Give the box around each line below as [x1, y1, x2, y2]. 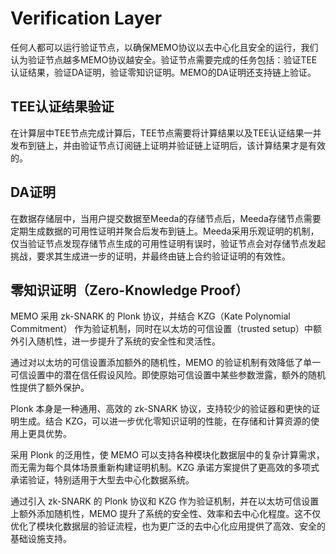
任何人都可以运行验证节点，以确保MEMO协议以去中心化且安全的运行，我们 [10, 41, 319, 53]
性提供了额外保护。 [10, 382, 90, 394]
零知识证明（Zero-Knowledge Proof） [10, 282, 249, 299]
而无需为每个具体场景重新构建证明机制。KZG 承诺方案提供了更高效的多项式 [10, 462, 320, 474]
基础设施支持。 [10, 533, 72, 545]
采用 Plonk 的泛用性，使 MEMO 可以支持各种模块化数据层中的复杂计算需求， [10, 449, 325, 461]
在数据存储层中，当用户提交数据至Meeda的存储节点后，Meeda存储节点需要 [10, 212, 322, 224]
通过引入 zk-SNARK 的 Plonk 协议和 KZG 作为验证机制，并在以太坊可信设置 [10, 495, 320, 507]
